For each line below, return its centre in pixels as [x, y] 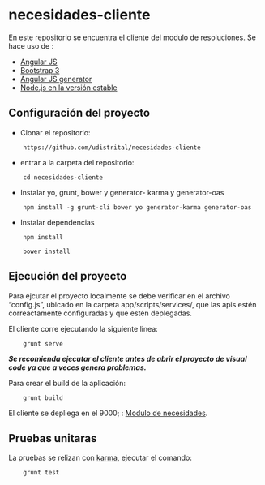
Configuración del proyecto [79, 113]
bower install [47, 251]
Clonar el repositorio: [55, 132]
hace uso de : [31, 45]
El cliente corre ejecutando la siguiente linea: [83, 328]
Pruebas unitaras [53, 438]
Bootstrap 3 [40, 70]
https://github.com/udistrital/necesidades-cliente [112, 148]
